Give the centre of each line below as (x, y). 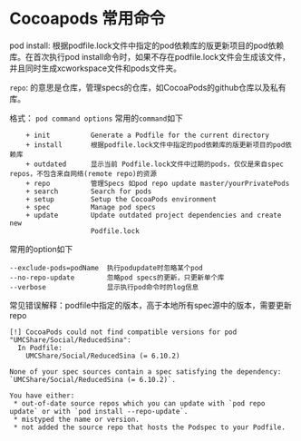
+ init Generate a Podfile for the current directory (148, 135)
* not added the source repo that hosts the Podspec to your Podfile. (149, 427)
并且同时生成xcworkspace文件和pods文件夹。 (95, 68)
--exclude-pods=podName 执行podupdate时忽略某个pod (106, 268)
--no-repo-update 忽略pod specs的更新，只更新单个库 (117, 278)
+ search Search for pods (89, 191)
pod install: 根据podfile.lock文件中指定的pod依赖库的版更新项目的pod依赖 (147, 45)
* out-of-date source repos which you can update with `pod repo (139, 403)
